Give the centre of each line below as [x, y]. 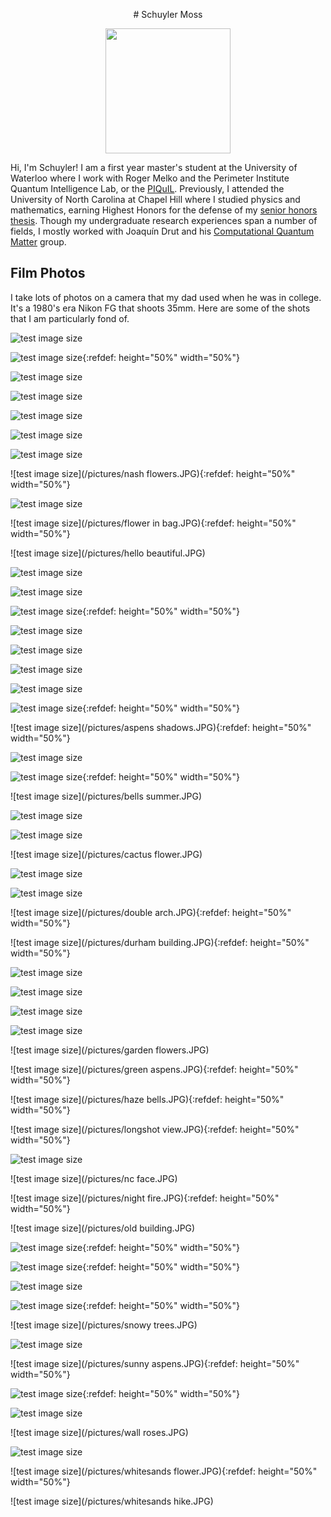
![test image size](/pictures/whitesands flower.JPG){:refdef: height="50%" [164, 1471]
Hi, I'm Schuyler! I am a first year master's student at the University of [154, 167]
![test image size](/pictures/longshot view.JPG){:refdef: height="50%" [155, 1129]
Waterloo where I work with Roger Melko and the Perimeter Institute [150, 178]
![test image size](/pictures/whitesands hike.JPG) [112, 1501]
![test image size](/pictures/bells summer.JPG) [106, 796]
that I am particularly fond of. [70, 318]
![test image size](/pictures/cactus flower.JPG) [106, 854]
